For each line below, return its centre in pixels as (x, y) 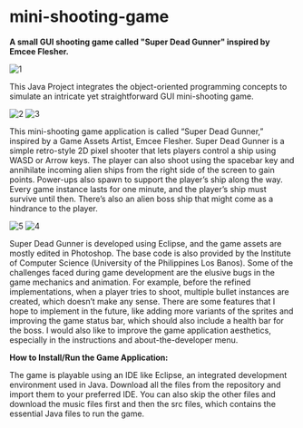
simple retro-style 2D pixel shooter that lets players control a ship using (143, 151)
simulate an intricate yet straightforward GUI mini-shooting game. (132, 96)
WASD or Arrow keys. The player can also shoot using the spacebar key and (152, 160)
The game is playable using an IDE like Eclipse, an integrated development (148, 374)
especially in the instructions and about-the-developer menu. (124, 340)
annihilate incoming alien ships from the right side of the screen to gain (142, 170)
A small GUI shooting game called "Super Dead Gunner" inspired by (140, 42)
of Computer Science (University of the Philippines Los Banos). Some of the (151, 263)
